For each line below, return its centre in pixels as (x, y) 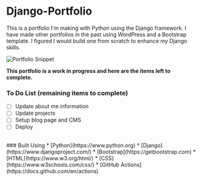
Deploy (24, 127)
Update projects (35, 113)
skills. (13, 47)
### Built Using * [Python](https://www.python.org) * (73, 145)
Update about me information (52, 106)
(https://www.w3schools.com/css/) (51, 165)
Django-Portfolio (49, 11)
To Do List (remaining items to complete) (67, 93)
